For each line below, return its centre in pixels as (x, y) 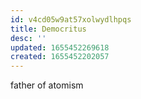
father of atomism (47, 85)
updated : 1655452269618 (60, 47)
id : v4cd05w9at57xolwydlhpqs (71, 19)
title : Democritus (48, 29)
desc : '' (28, 38)
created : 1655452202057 (60, 57)
